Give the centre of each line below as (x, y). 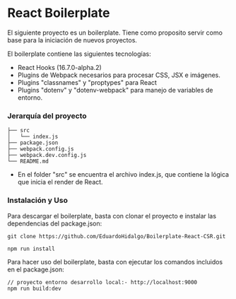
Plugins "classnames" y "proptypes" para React (87, 82)
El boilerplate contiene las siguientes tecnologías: (79, 54)
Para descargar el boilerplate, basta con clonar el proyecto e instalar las (112, 216)
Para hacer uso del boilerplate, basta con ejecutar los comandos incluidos (115, 262)
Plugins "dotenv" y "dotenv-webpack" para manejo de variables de (115, 90)
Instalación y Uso (38, 201)
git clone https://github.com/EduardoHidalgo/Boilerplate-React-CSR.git (117, 236)
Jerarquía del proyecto (47, 116)
